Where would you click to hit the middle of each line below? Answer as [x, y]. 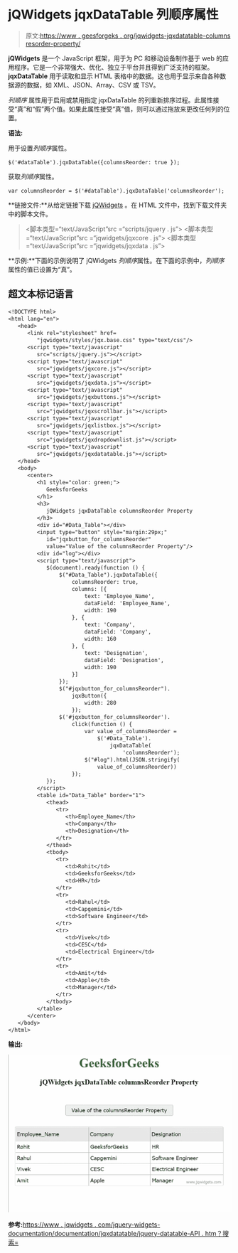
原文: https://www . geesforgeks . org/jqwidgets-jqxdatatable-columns [128, 36]
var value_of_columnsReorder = [130, 731]
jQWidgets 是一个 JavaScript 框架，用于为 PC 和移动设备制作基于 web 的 [115, 58]
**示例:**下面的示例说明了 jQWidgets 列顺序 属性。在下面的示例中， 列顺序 [116, 260]
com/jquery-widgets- [129, 1225]
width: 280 [100, 703]
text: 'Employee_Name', [119, 596]
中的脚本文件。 [30, 213]
